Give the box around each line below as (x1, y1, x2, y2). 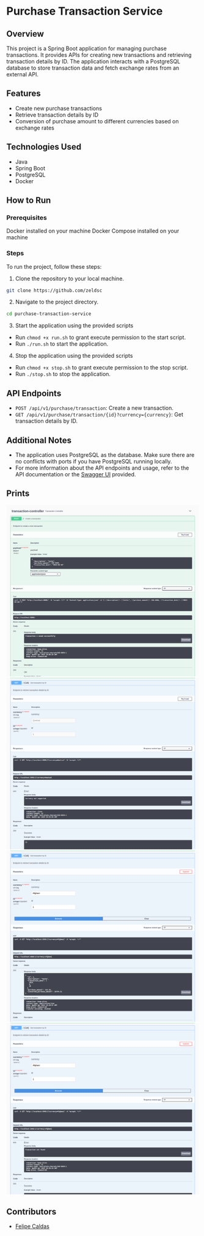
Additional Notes (6, 435, 72, 445)
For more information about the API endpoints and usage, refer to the (15, 464, 189, 471)
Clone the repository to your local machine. (15, 275, 124, 282)
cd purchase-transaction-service (6, 311, 92, 317)
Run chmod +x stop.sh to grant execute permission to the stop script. (15, 364, 188, 371)
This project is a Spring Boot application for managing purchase (6, 45, 167, 52)
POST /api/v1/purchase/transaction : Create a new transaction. (15, 404, 174, 412)
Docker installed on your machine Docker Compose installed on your (6, 227, 180, 234)
